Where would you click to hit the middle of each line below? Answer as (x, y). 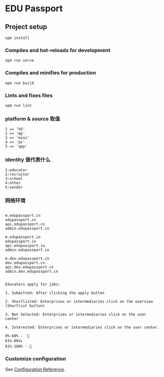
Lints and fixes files (29, 95)
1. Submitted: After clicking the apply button (55, 293)
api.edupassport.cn (25, 224)
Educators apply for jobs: (33, 284)
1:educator (16, 170)
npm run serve (20, 60)
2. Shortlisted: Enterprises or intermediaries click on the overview (79, 301)
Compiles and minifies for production (50, 73)
